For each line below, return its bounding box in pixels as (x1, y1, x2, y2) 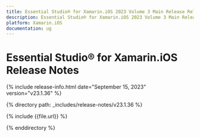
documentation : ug (6, 25, 52, 32)
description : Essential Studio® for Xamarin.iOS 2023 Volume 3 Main (6, 14, 180, 20)
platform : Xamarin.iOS (6, 20, 62, 26)
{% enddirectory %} (6, 124, 55, 132)
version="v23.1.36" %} (6, 90, 62, 97)
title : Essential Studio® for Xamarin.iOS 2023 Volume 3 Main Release (6, 8, 185, 15)
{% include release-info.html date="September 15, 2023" (6, 83, 146, 91)
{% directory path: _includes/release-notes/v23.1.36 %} (6, 101, 143, 108)
